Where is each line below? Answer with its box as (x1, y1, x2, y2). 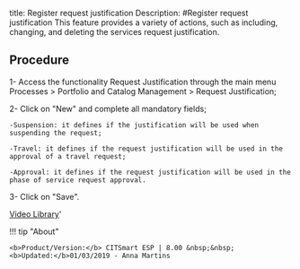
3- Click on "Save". (9, 191, 80, 202)
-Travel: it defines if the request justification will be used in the (9, 143, 283, 153)
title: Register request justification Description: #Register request (9, 8, 249, 18)
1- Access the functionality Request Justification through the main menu (9, 76, 277, 87)
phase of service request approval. (9, 175, 146, 185)
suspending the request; (9, 128, 102, 137)
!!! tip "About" (9, 226, 59, 237)
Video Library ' (9, 208, 62, 219)
